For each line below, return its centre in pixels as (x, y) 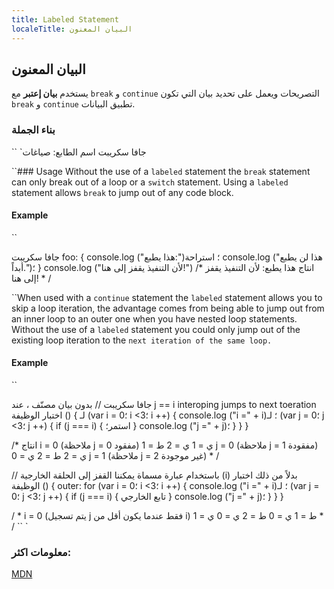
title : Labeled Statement (65, 19)
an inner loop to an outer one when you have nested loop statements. (154, 318)
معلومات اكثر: (41, 552)
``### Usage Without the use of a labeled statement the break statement (161, 171)
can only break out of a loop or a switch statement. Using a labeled (150, 182)
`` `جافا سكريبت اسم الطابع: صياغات (79, 152)
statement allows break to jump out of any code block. (122, 192)
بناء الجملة (33, 130)
